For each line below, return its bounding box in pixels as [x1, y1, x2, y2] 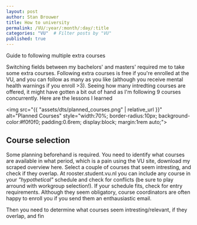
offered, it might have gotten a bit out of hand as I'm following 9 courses [6, 89, 181, 95]
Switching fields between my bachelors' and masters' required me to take [6, 63, 185, 70]
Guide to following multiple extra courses [6, 52, 106, 59]
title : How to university [6, 19, 69, 25]
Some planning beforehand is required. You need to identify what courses [6, 151, 185, 158]
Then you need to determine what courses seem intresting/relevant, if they [6, 206, 188, 213]
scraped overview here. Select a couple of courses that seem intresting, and [6, 163, 191, 170]
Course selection [6, 136, 71, 146]
